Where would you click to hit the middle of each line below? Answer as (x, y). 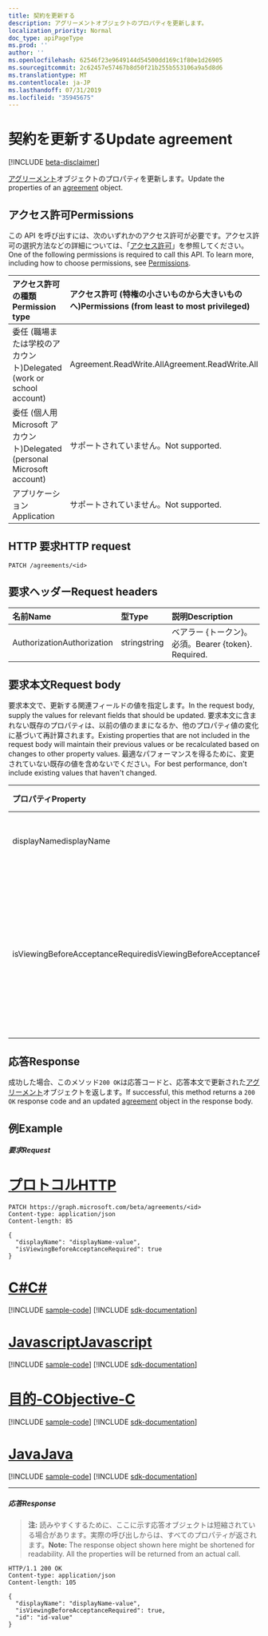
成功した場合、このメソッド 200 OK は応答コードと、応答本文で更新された (127, 1082)
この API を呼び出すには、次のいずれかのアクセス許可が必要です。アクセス (130, 235)
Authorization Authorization (63, 642)
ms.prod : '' (28, 46)
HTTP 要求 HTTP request (70, 547)
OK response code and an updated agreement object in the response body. (131, 1101)
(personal (30, 459)
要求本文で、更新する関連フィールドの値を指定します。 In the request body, (132, 705)
